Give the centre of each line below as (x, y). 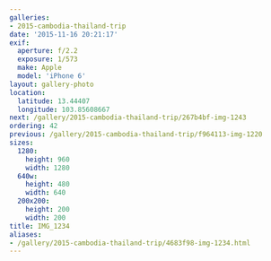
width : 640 (46, 193)
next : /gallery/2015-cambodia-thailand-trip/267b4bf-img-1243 (128, 117)
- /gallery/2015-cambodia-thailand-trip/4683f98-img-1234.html (130, 243)
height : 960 (48, 159)
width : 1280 (48, 168)
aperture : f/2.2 (48, 51)
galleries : (30, 17)
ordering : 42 (34, 126)
